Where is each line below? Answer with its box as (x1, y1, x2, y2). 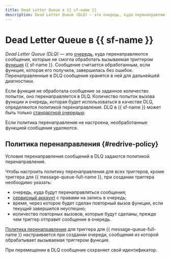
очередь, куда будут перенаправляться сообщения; (12, 189, 127, 195)
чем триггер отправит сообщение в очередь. (12, 216, 111, 222)
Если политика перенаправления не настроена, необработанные (5, 119, 148, 125)
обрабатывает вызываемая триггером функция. (5, 237, 110, 243)
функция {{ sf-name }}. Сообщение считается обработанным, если (5, 62, 151, 68)
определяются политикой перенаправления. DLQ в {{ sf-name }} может (5, 104, 161, 110)
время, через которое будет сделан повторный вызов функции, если (12, 200, 163, 207)
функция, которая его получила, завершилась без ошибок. (5, 67, 133, 73)
